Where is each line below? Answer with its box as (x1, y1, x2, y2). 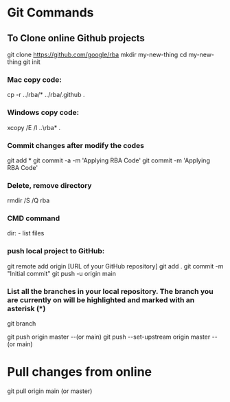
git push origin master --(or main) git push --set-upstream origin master (7, 332, 211, 341)
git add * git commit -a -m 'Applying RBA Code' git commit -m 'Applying (7, 156, 211, 165)
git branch (7, 319, 36, 328)
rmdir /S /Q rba (7, 196, 50, 204)
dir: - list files (7, 229, 45, 237)
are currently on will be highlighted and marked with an (7, 295, 195, 304)
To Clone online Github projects (7, 32, 146, 44)
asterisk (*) (7, 304, 46, 313)
